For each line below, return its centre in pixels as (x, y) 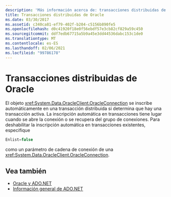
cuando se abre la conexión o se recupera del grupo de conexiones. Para (83, 119)
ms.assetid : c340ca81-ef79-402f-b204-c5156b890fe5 (60, 24)
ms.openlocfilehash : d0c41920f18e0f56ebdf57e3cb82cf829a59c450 (74, 29)
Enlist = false (19, 140)
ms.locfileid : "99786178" (33, 53)
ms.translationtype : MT (31, 39)
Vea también (26, 171)
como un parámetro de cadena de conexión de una (59, 149)
